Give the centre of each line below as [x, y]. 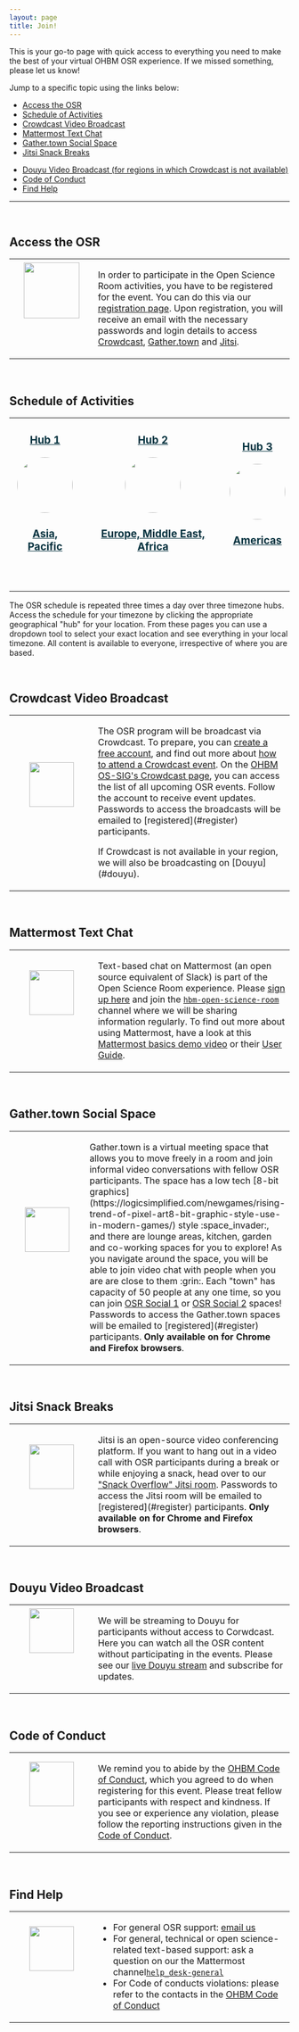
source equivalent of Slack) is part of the [183, 976]
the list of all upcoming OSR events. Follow [186, 787]
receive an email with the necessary [173, 319]
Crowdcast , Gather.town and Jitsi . [168, 342]
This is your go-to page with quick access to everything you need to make [145, 51]
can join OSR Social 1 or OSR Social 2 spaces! [186, 1303]
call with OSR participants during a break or [188, 1462]
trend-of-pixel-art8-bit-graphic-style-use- [185, 1214]
